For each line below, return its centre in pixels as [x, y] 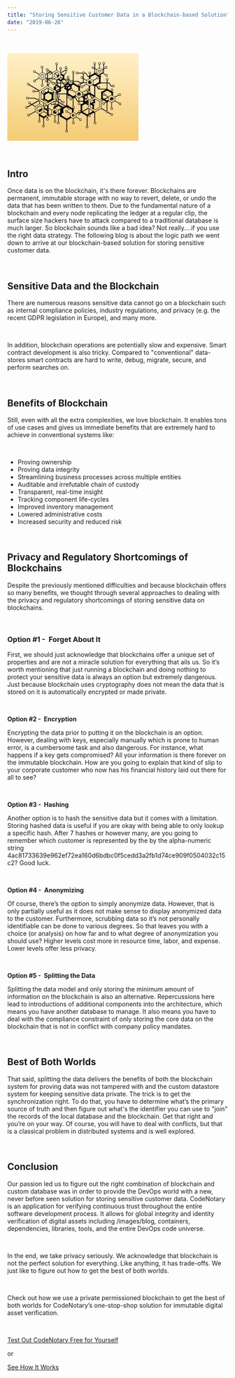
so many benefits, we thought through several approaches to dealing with [114, 592]
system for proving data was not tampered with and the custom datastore [113, 1086]
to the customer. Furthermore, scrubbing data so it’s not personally [104, 918]
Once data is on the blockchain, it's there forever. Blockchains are [102, 191]
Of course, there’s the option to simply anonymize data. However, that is [111, 904]
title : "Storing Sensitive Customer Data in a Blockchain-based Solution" [119, 15]
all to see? [22, 777]
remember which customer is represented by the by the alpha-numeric [109, 841]
